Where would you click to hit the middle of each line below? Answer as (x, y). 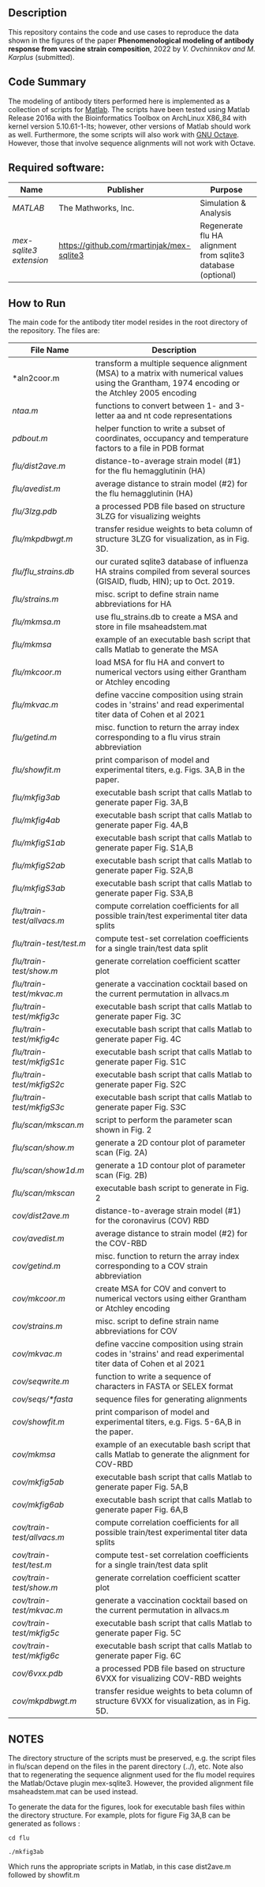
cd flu (19, 1838)
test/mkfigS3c (38, 1107)
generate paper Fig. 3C (138, 1017)
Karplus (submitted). (41, 57)
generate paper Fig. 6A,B (142, 1510)
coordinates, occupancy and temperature (172, 439)
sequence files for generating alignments (171, 1399)
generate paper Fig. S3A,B (144, 893)
